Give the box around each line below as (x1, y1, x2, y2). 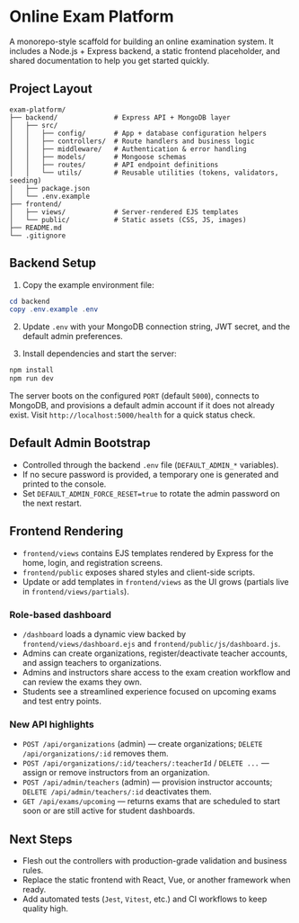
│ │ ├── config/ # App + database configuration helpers (9, 129, 268, 138)
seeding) (9, 175, 42, 185)
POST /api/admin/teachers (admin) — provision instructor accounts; (22, 776, 273, 788)
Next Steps (9, 831, 73, 847)
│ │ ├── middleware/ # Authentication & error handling (9, 144, 247, 154)
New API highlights (9, 718, 94, 730)
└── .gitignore (9, 231, 66, 240)
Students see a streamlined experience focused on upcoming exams (22, 686, 277, 696)
